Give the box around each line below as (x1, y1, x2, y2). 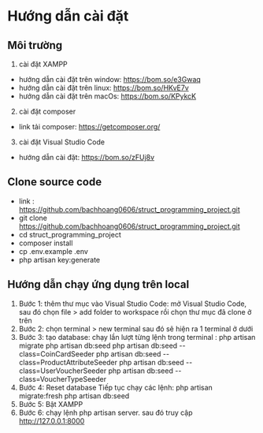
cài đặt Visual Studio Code (18, 137, 106, 147)
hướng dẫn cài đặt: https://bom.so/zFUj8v (18, 153, 155, 162)
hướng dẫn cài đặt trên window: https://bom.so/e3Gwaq (18, 75, 202, 84)
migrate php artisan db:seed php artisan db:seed (18, 341, 178, 350)
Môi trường (7, 39, 63, 52)
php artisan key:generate (18, 255, 101, 264)
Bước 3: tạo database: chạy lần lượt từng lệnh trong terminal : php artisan (18, 332, 256, 342)
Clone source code (7, 175, 102, 189)
